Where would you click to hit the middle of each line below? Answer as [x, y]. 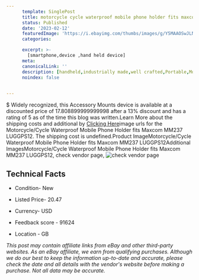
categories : [36, 39]
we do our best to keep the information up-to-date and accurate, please [94, 258]
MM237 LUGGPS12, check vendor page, [55, 155]
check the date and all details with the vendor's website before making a [95, 264]
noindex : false [41, 78]
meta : [28, 61]
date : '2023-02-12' [46, 28]
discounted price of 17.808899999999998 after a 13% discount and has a [96, 111]
